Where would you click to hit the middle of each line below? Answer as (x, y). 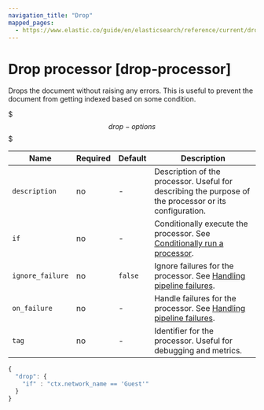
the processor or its (190, 201)
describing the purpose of (202, 191)
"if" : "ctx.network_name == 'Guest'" (86, 384)
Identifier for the (184, 331)
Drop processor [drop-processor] (120, 69)
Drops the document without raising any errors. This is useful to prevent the (131, 90)
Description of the (187, 172)
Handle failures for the (196, 298)
